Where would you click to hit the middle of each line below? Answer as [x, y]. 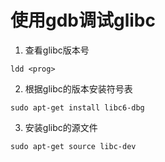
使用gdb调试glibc [83, 20]
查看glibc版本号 [57, 50]
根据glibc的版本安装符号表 [78, 88]
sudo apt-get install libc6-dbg [77, 107]
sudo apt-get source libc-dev [73, 146]
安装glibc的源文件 [61, 127]
